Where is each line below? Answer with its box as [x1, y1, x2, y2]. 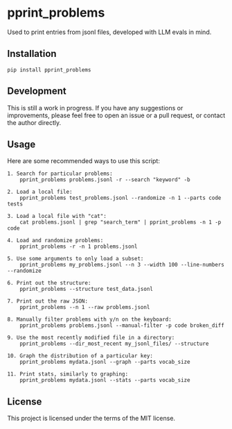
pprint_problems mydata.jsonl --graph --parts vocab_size [19, 359, 190, 366]
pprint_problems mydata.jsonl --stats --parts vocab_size [19, 377, 190, 384]
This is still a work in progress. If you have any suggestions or [7, 103, 184, 112]
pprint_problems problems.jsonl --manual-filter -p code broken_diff [19, 322, 225, 329]
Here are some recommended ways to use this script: [7, 157, 161, 165]
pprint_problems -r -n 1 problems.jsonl [19, 243, 138, 251]
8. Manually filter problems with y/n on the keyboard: [7, 316, 172, 323]
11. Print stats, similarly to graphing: [7, 371, 129, 378]
